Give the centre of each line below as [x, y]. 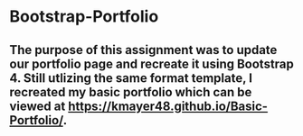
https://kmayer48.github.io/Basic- [168, 106]
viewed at [38, 106]
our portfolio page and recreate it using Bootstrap [151, 63]
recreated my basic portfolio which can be [131, 92]
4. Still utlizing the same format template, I [131, 78]
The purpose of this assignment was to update [143, 50]
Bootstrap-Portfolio [84, 17]
